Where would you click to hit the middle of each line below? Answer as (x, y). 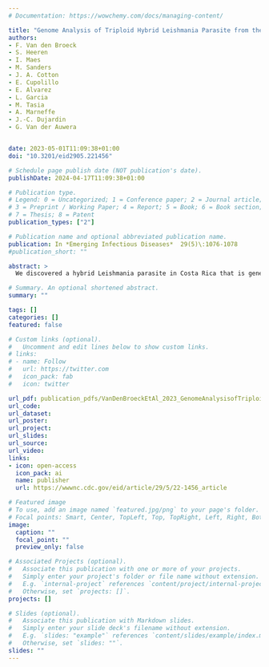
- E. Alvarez (30, 90)
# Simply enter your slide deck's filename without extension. (119, 629)
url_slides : (28, 436)
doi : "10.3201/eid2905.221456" (60, 156)
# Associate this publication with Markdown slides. (102, 621)
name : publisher (42, 481)
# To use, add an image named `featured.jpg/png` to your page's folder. (134, 510)
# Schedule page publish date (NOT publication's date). (105, 170)
